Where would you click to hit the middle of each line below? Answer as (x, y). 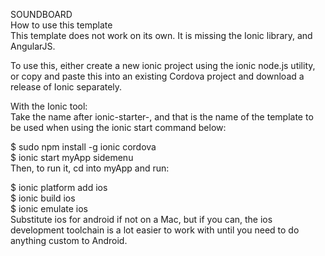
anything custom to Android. (69, 240)
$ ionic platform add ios (59, 187)
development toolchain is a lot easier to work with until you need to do (155, 230)
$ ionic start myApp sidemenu (72, 157)
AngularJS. (33, 46)
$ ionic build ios (43, 198)
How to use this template (61, 25)
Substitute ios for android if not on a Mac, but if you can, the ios (141, 219)
